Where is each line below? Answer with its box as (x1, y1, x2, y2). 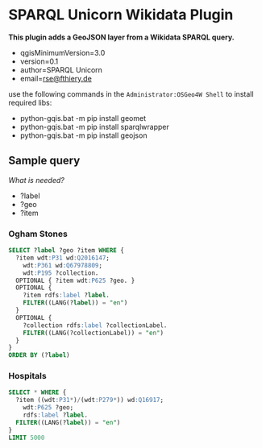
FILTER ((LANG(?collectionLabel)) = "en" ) (23, 329, 164, 337)
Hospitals (8, 371, 47, 382)
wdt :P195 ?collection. (23, 268, 99, 277)
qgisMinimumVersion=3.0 (19, 48, 106, 57)
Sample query (8, 154, 81, 168)
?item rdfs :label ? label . (23, 292, 110, 300)
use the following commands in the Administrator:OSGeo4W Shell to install (8, 89, 254, 98)
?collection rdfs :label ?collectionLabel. (23, 321, 168, 330)
